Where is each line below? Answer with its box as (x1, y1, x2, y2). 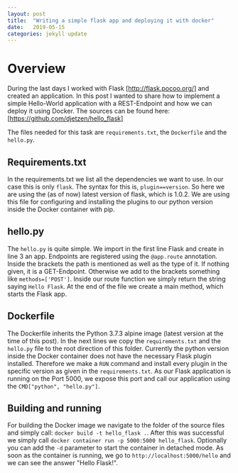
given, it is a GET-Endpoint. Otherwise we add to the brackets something (7, 267, 220, 275)
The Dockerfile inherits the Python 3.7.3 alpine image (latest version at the (7, 329, 224, 338)
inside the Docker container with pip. (7, 205, 115, 213)
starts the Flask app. (7, 289, 67, 298)
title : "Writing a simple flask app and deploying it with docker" (7, 17, 215, 24)
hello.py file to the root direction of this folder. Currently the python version (7, 344, 229, 352)
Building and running (7, 402, 102, 415)
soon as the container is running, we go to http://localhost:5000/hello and (7, 451, 231, 460)
